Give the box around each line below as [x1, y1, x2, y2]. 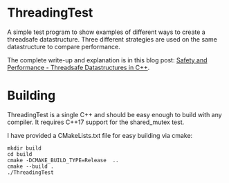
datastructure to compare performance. [7, 42, 121, 51]
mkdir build [7, 144, 42, 152]
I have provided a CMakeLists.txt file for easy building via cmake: [7, 131, 193, 139]
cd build [7, 150, 33, 157]
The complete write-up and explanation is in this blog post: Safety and [7, 55, 208, 64]
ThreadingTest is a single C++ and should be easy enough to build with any [7, 110, 223, 119]
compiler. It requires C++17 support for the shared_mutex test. [7, 118, 185, 126]
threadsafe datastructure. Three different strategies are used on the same [7, 35, 218, 43]
